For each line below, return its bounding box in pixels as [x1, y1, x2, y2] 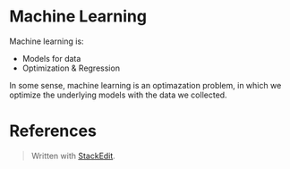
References [9, 121, 97, 141]
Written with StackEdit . [30, 150, 116, 161]
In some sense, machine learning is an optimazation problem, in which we [9, 80, 282, 90]
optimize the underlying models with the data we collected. [9, 89, 227, 100]
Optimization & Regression [21, 63, 121, 73]
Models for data [21, 53, 81, 63]
